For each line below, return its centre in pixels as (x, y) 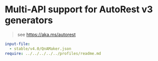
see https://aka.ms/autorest (47, 34)
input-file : (17, 44)
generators (29, 20)
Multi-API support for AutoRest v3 (79, 9)
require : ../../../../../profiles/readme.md (53, 53)
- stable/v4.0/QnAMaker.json (40, 49)
